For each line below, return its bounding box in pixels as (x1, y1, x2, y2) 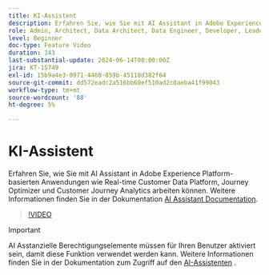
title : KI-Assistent (8, 11, 78, 20)
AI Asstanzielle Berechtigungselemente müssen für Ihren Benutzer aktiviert (8, 241, 256, 250)
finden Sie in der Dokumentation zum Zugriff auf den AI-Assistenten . (8, 257, 237, 268)
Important (8, 225, 41, 235)
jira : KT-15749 (8, 64, 59, 72)
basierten (8, 177, 40, 187)
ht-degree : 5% (8, 101, 56, 109)
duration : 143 (8, 49, 56, 57)
